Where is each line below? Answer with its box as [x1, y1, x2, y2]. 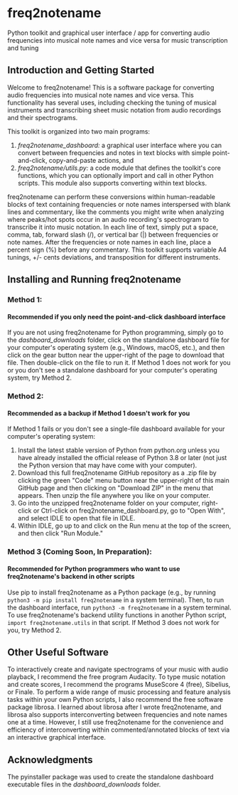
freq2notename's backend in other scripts [7, 572, 135, 580]
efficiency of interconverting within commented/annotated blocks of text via [7, 725, 230, 734]
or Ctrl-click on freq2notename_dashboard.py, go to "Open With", [33, 506, 226, 515]
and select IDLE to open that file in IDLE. [17, 514, 136, 523]
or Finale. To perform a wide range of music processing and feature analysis [7, 688, 231, 696]
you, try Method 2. [7, 626, 62, 634]
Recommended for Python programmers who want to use [7, 564, 180, 573]
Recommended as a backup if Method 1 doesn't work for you [7, 409, 190, 417]
